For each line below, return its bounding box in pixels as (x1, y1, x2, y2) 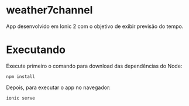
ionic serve (6, 95, 35, 101)
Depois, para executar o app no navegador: (6, 84, 111, 91)
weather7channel (6, 3, 93, 17)
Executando (6, 43, 66, 56)
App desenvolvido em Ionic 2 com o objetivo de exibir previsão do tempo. (6, 23, 184, 30)
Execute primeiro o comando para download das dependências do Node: (6, 62, 183, 69)
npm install (6, 73, 35, 79)
